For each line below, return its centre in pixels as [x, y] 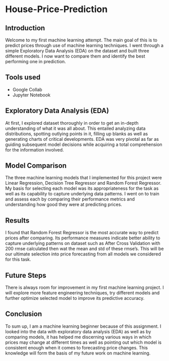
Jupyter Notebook [31, 95]
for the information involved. [35, 149]
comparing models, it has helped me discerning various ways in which [78, 337]
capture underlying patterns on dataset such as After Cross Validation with [83, 243]
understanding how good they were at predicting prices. [64, 204]
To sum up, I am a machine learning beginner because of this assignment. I [83, 326]
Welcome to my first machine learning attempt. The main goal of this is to [81, 40]
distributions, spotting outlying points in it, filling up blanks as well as [76, 134]
